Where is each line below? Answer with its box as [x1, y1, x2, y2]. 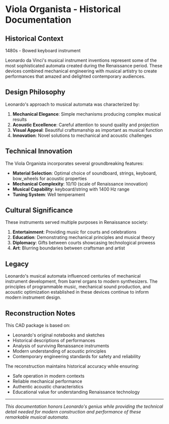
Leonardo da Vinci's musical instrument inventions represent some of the [5, 57, 157, 63]
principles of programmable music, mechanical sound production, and [5, 284, 151, 290]
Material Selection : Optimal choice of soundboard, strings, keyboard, [12, 170, 157, 176]
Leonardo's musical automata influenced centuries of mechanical [5, 273, 141, 279]
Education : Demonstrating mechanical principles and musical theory [12, 234, 155, 240]
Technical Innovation [5, 147, 72, 155]
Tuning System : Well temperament [12, 191, 86, 197]
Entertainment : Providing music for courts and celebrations [12, 229, 137, 235]
